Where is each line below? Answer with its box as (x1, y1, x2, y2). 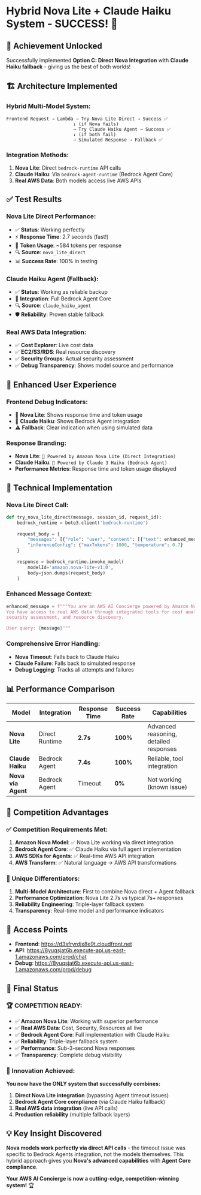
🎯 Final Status (6, 983, 59, 994)
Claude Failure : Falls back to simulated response (14, 660, 136, 667)
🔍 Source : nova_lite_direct (14, 248, 86, 255)
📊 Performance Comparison (6, 684, 115, 694)
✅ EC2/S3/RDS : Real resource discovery (14, 348, 116, 356)
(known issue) (147, 783, 187, 791)
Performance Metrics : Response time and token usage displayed (14, 465, 176, 472)
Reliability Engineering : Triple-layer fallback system (14, 901, 144, 908)
